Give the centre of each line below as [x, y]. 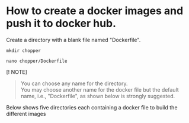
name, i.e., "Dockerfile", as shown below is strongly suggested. [98, 96]
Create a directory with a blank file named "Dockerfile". [73, 40]
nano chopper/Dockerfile [37, 61]
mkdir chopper [24, 51]
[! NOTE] [17, 72]
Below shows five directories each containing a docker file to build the [92, 107]
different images [26, 114]
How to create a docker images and [95, 11]
